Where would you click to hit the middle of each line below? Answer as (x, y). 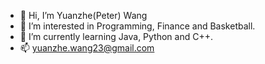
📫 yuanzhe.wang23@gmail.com (87, 48)
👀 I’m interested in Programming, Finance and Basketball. (137, 26)
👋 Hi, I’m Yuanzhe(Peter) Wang (83, 15)
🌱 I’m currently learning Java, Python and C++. (116, 36)
